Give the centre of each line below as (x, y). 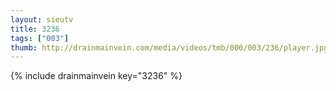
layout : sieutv (42, 19)
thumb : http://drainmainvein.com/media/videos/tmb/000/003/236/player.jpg (169, 47)
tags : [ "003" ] (40, 38)
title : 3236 (35, 29)
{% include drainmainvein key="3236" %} (96, 76)
